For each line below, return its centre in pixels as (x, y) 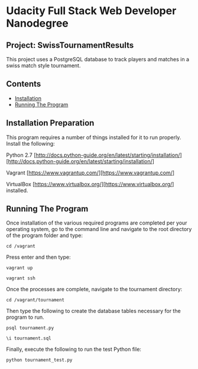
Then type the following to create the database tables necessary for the (94, 311)
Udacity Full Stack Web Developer (91, 11)
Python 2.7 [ (21, 155)
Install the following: (30, 143)
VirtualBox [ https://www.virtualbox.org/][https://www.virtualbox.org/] (90, 184)
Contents (24, 84)
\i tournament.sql (29, 338)
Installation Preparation (50, 123)
